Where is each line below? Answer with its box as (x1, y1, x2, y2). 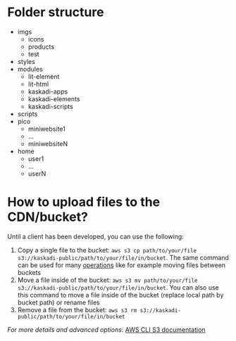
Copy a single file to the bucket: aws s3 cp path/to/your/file (17, 245, 197, 254)
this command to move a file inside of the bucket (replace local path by (17, 290, 224, 299)
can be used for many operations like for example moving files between (17, 261, 226, 269)
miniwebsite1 (27, 124, 66, 133)
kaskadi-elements (27, 94, 80, 103)
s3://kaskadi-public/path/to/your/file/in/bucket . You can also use (17, 283, 220, 292)
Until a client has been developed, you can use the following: (7, 232, 185, 240)
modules (17, 65, 44, 73)
